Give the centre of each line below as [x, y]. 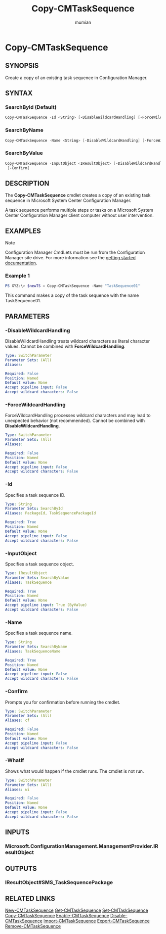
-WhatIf [15, 760]
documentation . [21, 263]
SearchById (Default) [31, 107]
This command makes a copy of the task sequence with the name [72, 295]
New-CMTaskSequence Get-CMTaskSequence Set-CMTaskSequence [77, 910]
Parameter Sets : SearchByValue [37, 578]
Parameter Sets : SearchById [34, 509]
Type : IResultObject [26, 573]
